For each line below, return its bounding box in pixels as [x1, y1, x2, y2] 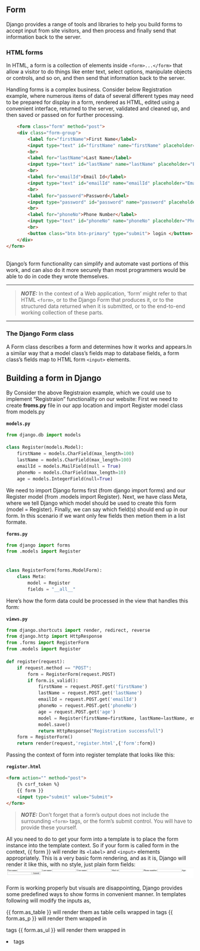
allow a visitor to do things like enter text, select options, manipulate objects [6, 68, 192, 75]
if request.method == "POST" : [17, 665, 92, 671]
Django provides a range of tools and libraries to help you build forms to [6, 20, 183, 27]
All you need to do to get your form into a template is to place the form [6, 835, 179, 842]
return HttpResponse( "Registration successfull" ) [37, 728, 164, 734]
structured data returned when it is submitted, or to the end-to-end [20, 302, 186, 310]
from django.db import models [6, 432, 82, 438]
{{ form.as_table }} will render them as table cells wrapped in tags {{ [6, 909, 173, 916]
